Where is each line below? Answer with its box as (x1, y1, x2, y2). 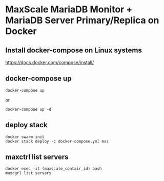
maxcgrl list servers (5, 171, 52, 176)
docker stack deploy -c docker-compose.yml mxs (5, 138, 109, 144)
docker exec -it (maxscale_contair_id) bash (5, 166, 102, 171)
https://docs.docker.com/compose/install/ (5, 59, 94, 65)
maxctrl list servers (5, 153, 69, 162)
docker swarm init (5, 134, 45, 139)
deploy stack (5, 120, 48, 129)
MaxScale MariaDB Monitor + (5, 4, 133, 15)
